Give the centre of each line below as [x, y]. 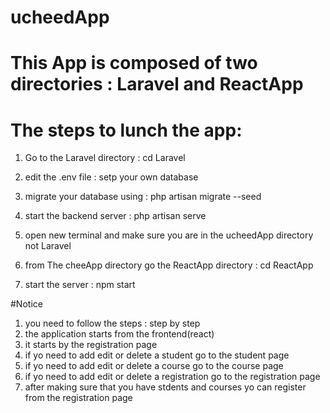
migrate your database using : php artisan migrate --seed [143, 197]
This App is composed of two [134, 63]
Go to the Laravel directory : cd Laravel [105, 158]
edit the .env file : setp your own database [111, 177]
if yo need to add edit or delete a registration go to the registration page [172, 377]
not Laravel [48, 246]
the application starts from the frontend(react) [119, 334]
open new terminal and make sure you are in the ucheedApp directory [169, 235]
